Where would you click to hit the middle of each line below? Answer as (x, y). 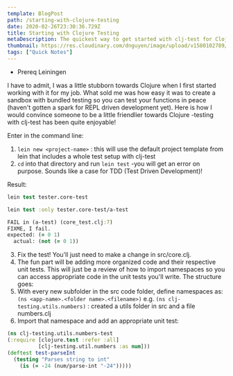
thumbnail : (23, 46)
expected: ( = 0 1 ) (34, 235)
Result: (17, 184)
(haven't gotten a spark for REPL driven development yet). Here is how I (110, 107)
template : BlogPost (35, 14)
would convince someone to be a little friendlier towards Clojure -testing (110, 114)
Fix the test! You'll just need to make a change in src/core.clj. (104, 255)
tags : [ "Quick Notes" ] (40, 53)
